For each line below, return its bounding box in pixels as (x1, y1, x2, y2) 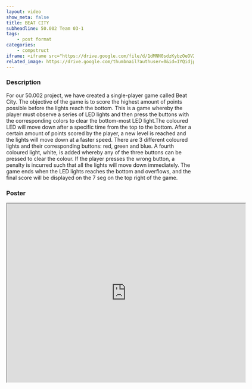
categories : (6, 42, 36, 48)
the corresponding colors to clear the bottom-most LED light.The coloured (6, 117, 189, 124)
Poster (6, 189, 26, 197)
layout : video (6, 8, 42, 15)
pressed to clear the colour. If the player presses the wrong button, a (6, 155, 175, 162)
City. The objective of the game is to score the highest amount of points (6, 98, 183, 105)
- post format (17, 36, 52, 42)
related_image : (6, 58, 44, 64)
